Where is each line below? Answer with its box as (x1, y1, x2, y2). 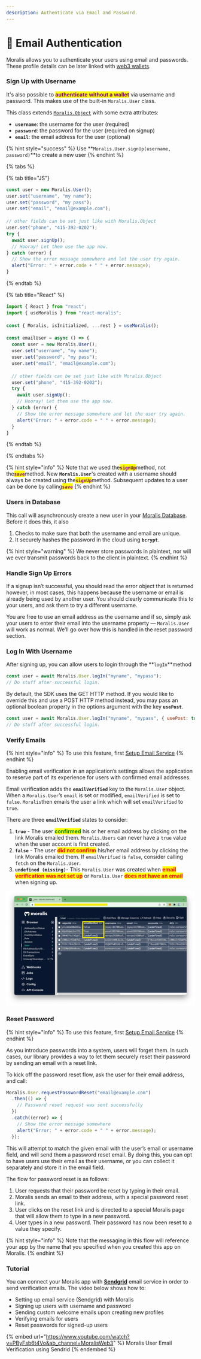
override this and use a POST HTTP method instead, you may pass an (6, 697, 178, 704)
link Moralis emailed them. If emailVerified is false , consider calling (14, 853, 184, 861)
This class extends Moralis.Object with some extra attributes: (6, 108, 159, 116)
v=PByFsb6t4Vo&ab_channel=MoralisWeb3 (6, 1339, 114, 1346)
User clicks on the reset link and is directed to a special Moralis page (14, 1206, 185, 1213)
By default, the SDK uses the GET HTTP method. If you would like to (6, 691, 174, 698)
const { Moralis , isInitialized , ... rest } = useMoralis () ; (6, 322, 160, 329)
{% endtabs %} (6, 452, 44, 459)
